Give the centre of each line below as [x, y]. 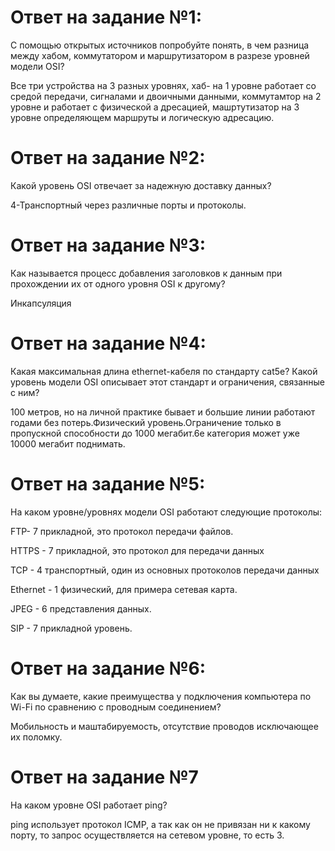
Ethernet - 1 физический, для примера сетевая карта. [124, 589]
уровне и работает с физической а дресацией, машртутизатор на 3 [155, 107]
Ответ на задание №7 [104, 777]
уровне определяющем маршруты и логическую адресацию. [142, 117]
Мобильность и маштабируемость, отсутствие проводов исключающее [164, 726]
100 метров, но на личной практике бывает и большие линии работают [163, 412]
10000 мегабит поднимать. [68, 443]
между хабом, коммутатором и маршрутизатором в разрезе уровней [160, 55]
